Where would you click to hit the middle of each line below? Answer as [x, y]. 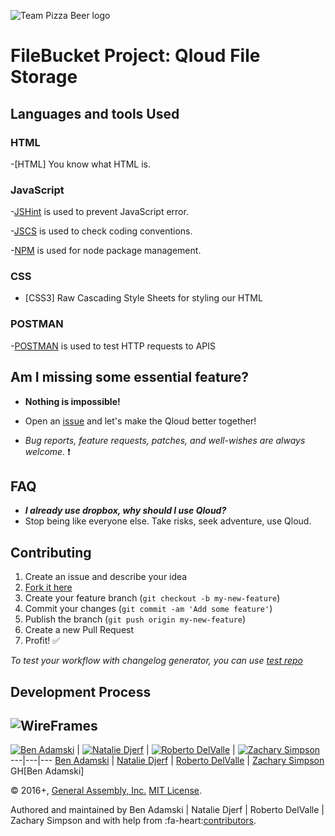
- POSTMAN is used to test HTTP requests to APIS [113, 346]
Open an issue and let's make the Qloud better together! [140, 421]
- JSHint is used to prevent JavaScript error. [99, 212]
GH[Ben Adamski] [47, 771]
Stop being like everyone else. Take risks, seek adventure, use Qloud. [168, 521]
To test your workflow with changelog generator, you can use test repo [157, 661]
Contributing [51, 552]
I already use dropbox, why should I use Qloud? [125, 511]
